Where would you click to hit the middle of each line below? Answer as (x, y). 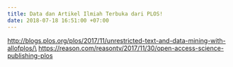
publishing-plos (30, 55)
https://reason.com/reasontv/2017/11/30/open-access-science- (131, 48)
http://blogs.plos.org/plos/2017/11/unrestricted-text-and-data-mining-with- (116, 40)
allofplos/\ (22, 48)
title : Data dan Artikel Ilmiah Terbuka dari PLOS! (85, 14)
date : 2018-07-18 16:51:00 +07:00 (58, 20)
